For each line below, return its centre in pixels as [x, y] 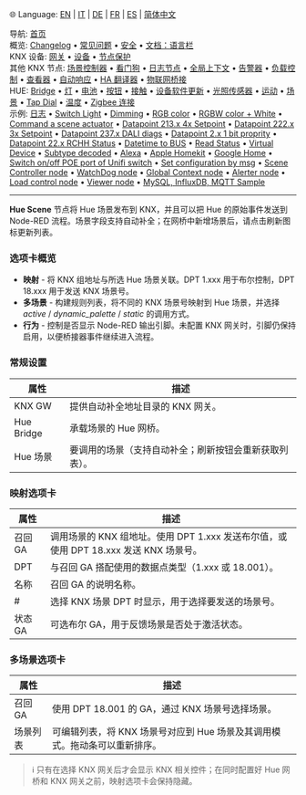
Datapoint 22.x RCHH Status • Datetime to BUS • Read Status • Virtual [142, 143]
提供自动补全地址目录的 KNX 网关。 [145, 406]
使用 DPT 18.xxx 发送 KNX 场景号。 [126, 549]
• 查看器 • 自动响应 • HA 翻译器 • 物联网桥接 [103, 79]
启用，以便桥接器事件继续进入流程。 [91, 337]
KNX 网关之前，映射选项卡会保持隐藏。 [123, 781]
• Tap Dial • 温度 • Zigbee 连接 [77, 102]
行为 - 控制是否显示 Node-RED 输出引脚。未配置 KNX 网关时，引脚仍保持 [159, 325]
